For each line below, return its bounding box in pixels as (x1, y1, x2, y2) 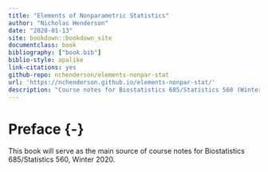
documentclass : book (8, 41, 77, 49)
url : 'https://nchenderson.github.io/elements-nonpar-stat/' (8, 78, 216, 86)
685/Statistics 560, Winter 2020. (8, 154, 116, 164)
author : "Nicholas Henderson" (8, 19, 109, 27)
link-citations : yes (8, 64, 77, 72)
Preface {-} (8, 120, 85, 138)
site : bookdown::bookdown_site (8, 33, 112, 42)
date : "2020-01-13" (8, 26, 73, 34)
